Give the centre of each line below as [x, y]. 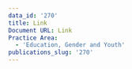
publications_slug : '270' [51, 52]
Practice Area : [33, 38]
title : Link [28, 23]
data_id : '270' [33, 15]
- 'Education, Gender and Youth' [70, 45]
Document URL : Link [40, 30]
